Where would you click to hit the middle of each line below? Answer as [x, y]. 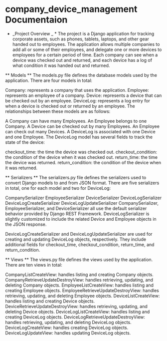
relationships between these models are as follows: [58, 111]
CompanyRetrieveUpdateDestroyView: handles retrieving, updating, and [79, 280]
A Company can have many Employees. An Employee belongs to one [76, 121]
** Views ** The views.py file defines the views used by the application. [79, 259]
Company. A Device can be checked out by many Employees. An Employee [82, 126]
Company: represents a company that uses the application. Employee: [77, 90]
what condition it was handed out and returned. [61, 65]
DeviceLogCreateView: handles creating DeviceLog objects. [67, 328]
